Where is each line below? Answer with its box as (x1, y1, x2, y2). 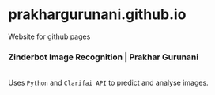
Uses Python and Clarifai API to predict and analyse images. (8, 78, 209, 88)
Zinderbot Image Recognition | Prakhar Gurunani (8, 51, 199, 63)
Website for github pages (8, 32, 91, 41)
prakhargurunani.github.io (8, 6, 187, 24)
